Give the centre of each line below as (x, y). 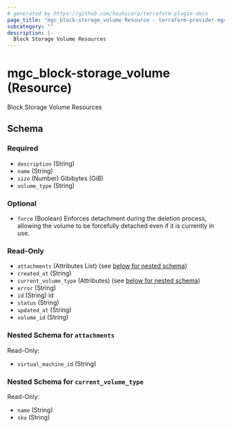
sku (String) (33, 417)
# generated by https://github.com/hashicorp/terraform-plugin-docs (108, 13)
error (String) (37, 288)
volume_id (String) (43, 318)
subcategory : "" (30, 26)
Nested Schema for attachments (61, 335)
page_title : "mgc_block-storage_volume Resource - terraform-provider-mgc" (118, 20)
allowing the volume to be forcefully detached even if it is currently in (116, 226)
